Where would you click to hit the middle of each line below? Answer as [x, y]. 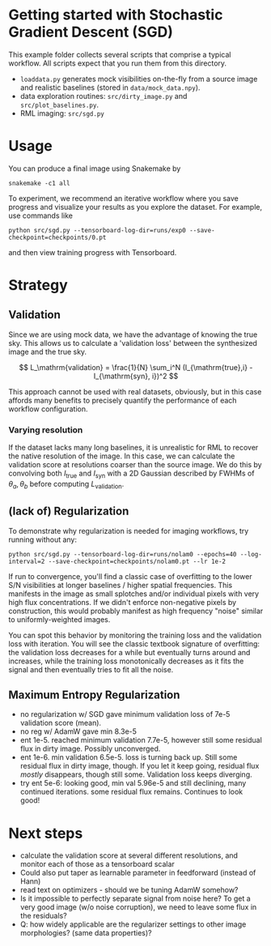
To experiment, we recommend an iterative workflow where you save [123, 198]
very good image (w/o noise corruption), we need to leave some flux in [138, 907]
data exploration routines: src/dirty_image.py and [104, 96]
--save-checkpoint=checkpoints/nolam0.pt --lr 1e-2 [137, 561]
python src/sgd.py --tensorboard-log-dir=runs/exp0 [97, 230]
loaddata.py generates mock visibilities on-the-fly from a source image [139, 79]
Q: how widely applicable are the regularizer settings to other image [133, 924]
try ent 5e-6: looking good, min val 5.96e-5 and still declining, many [133, 783]
